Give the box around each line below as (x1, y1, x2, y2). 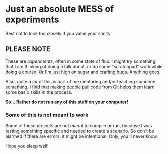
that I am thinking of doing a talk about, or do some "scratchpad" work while (5, 63, 163, 69)
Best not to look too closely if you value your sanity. (5, 30, 112, 36)
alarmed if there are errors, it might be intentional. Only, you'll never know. (5, 133, 158, 139)
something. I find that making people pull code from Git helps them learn (5, 84, 155, 90)
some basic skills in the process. (5, 89, 73, 95)
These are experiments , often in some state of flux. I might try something (5, 58, 156, 64)
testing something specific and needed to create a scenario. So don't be (5, 128, 154, 134)
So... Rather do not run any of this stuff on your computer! (5, 99, 129, 105)
